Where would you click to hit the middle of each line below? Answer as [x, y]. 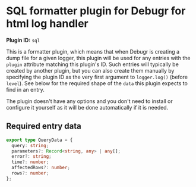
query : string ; [30, 145]
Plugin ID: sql [23, 40]
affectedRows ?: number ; [41, 168]
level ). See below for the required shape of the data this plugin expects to [97, 83]
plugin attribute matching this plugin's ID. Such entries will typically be [93, 64]
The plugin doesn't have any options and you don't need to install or [90, 101]
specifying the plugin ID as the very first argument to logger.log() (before [97, 77]
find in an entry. [25, 89]
